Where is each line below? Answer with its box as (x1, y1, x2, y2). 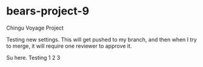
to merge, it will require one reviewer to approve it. (6, 42, 132, 49)
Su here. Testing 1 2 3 (6, 54, 61, 61)
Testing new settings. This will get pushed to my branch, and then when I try (6, 36, 197, 43)
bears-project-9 (6, 4, 90, 18)
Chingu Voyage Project (6, 24, 64, 31)
